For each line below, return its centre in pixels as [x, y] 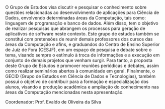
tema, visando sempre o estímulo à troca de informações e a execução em [82, 55]
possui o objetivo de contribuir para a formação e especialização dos [77, 81]
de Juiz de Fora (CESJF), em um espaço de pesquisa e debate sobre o [78, 50]
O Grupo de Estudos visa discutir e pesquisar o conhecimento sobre [76, 7]
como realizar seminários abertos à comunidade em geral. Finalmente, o [80, 71]
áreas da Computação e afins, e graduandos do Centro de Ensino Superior [82, 44]
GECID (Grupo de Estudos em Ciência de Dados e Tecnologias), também [80, 76]
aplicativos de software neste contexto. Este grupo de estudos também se [82, 34]
